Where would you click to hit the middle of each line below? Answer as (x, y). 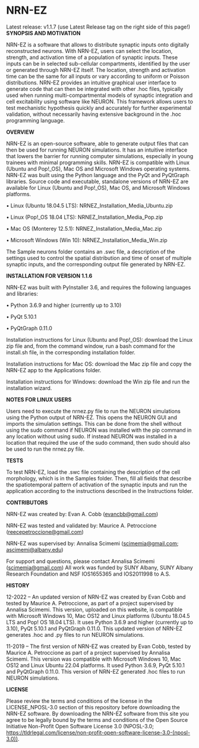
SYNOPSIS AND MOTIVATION (44, 33)
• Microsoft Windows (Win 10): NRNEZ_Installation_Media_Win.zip (87, 240)
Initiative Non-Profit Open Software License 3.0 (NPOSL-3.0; (80, 726)
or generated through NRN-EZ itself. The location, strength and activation (96, 70)
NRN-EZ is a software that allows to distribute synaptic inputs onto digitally (98, 45)
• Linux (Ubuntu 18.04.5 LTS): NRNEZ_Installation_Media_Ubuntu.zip (90, 205)
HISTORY (18, 585)
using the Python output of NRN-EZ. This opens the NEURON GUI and (91, 417)
